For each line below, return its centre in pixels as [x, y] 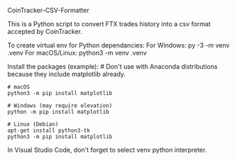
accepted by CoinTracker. [45, 32]
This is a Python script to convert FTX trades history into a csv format [109, 24]
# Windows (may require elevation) [60, 106]
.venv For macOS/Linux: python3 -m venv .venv [77, 53]
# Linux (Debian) [33, 124]
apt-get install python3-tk [49, 131]
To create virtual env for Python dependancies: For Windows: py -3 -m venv [118, 45]
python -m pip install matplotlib [59, 112]
